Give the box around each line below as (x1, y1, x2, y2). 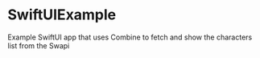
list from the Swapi (7, 40, 70, 50)
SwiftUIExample (7, 6, 117, 24)
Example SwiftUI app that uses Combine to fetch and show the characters (7, 32, 253, 42)
